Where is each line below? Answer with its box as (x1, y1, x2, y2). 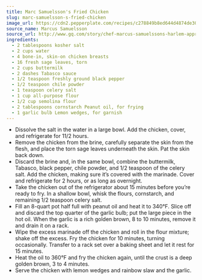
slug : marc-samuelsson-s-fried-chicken (6, 14, 106, 20)
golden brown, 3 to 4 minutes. (14, 260, 90, 268)
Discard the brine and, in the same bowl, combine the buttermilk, (14, 158, 176, 166)
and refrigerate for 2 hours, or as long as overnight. (14, 177, 142, 184)
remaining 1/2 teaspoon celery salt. (14, 196, 102, 204)
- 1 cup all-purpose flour (11, 93, 79, 99)
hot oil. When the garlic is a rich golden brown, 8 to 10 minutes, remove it (14, 216, 196, 223)
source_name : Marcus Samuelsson (6, 25, 87, 32)
